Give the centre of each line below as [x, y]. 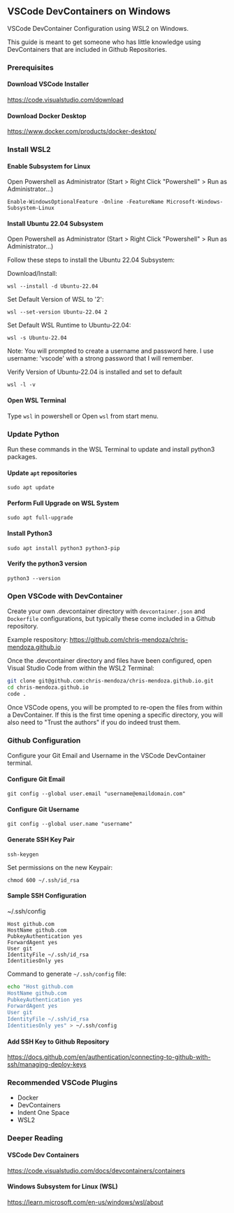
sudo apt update [31, 488]
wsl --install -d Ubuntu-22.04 [53, 286]
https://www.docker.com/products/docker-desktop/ [82, 132]
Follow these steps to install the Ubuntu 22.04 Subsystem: [91, 260]
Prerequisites [30, 67]
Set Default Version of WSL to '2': [56, 300]
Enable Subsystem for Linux [49, 166]
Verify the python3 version [47, 563]
